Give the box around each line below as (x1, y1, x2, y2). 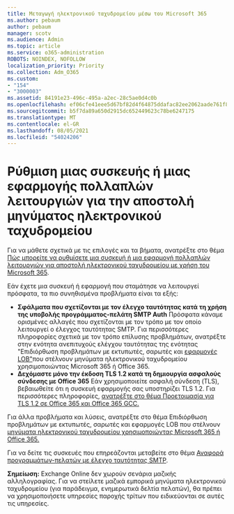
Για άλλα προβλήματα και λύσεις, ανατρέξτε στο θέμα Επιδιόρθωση (7, 413, 208, 421)
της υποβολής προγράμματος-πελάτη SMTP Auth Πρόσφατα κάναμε (17, 310, 224, 318)
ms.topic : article (7, 43, 61, 50)
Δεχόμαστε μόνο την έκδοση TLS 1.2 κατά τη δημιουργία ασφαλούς (17, 369, 221, 378)
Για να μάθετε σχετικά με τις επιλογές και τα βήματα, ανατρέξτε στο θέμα (7, 246, 225, 255)
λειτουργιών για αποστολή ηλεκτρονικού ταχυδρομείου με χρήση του (7, 261, 210, 270)
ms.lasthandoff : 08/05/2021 (7, 127, 89, 134)
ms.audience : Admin (7, 36, 64, 43)
